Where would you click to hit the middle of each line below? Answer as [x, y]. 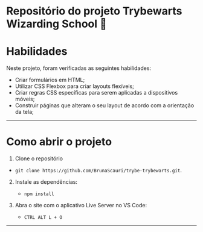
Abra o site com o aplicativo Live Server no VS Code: [81, 205]
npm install [39, 194]
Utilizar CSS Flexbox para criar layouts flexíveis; [75, 86]
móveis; [25, 99]
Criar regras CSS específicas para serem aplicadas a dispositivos [96, 93]
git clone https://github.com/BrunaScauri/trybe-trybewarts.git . [98, 171]
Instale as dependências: [46, 182]
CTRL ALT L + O [43, 218]
